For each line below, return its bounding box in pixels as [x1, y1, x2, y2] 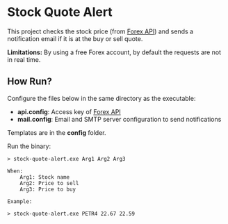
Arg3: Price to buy [19, 186, 76, 193]
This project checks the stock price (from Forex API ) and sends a [7, 27, 193, 35]
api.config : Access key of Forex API [17, 107, 122, 115]
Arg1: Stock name [19, 173, 70, 181]
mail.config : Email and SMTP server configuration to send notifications [17, 115, 222, 123]
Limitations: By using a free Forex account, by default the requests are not [7, 48, 221, 56]
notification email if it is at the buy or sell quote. [7, 34, 143, 42]
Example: [7, 198, 33, 205]
